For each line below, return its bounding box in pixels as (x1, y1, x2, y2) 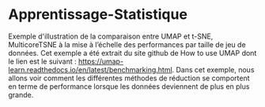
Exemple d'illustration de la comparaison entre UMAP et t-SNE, (8, 31, 214, 41)
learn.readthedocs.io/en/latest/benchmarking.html (8, 65, 172, 74)
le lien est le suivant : (8, 57, 77, 66)
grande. (8, 90, 34, 99)
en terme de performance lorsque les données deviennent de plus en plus (8, 81, 250, 91)
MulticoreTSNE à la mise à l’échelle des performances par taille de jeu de (8, 39, 247, 49)
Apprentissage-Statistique (8, 6, 188, 24)
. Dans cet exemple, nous (172, 65, 255, 74)
